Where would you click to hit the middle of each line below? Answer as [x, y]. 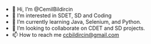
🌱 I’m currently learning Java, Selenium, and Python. [77, 22]
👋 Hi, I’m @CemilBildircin [42, 9]
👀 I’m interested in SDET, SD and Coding [62, 15]
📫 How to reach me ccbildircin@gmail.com [66, 35]
